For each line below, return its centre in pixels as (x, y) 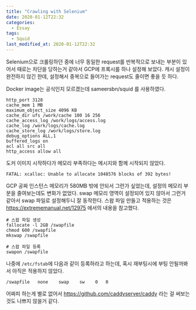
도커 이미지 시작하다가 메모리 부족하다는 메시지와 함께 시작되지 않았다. (86, 163)
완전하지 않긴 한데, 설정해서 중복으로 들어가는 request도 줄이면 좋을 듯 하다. (92, 76)
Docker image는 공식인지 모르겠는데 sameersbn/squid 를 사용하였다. (86, 89)
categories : (20, 22)
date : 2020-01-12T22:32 (35, 17)
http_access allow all (34, 151)
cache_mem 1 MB (25, 105)
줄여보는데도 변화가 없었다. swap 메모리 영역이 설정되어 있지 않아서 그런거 (101, 193)
